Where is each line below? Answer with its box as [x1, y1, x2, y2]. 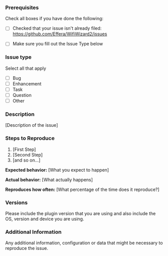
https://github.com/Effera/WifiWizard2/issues [12, 31, 107, 37]
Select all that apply [5, 65, 46, 71]
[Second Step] [12, 151, 43, 158]
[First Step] [12, 146, 36, 152]
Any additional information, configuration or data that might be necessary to [5, 240, 163, 246]
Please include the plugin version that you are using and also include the [5, 210, 156, 216]
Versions [5, 199, 28, 206]
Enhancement [12, 80, 42, 87]
